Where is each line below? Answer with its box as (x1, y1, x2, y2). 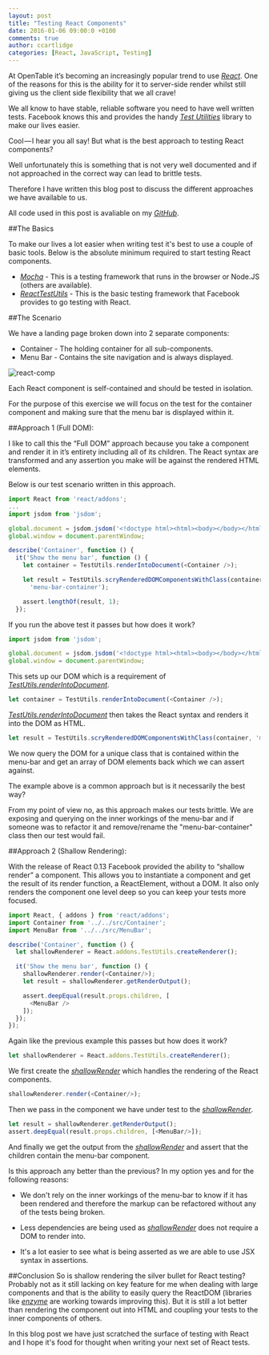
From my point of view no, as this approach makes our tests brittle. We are (8, 805, 254, 814)
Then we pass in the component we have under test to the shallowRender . (8, 1105, 254, 1114)
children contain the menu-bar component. (8, 1151, 151, 1160)
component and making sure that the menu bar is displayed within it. (8, 408, 235, 417)
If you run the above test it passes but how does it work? (8, 619, 195, 629)
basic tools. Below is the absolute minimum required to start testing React (8, 248, 251, 257)
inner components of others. (8, 1313, 102, 1323)
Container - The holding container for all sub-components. (19, 344, 214, 353)
